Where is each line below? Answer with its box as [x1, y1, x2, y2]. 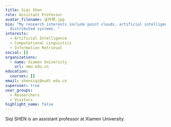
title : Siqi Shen [5, 7, 42, 13]
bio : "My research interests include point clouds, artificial [5, 21, 142, 27]
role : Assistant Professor [5, 12, 63, 17]
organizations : [5, 54, 38, 60]
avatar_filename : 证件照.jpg [5, 17, 65, 22]
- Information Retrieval [10, 45, 63, 50]
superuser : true [5, 83, 40, 88]
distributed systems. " [10, 26, 60, 31]
